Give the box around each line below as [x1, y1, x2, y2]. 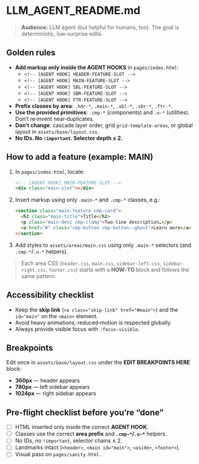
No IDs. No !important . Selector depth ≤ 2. [15, 134, 123, 142]
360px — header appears [15, 377, 80, 384]
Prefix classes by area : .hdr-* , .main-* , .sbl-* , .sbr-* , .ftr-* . [15, 102, 173, 109]
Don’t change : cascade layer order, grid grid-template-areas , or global [15, 122, 194, 129]
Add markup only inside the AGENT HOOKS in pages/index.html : [15, 64, 179, 71]
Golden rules [6, 48, 56, 58]
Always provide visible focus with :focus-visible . [15, 325, 140, 333]
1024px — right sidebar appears [15, 390, 97, 397]
